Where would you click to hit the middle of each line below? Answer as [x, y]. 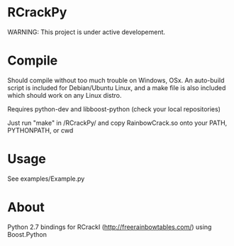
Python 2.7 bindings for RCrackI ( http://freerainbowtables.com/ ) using [110, 227]
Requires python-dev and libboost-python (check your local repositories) [114, 109]
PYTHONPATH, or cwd [40, 130]
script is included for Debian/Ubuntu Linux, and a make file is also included [117, 88]
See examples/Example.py [46, 179]
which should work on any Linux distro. [65, 95]
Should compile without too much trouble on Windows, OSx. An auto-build [116, 80]
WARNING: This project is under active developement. [86, 32]
